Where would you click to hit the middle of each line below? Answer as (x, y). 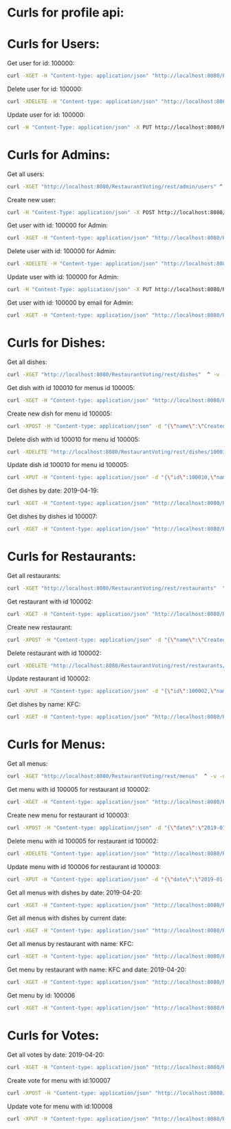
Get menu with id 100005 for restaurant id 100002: (79, 789)
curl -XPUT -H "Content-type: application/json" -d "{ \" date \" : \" (104, 879)
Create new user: (32, 200)
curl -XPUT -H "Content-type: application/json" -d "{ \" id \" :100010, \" (112, 477)
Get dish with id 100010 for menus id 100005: (71, 387)
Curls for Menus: (56, 745)
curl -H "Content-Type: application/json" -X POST (81, 212)
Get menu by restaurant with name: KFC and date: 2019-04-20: (97, 970)
